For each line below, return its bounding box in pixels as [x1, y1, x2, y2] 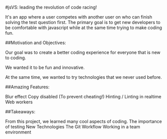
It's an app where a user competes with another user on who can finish [5, 14, 152, 20]
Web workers [5, 99, 33, 105]
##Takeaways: [5, 109, 36, 114]
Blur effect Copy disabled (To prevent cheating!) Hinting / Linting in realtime [5, 94, 161, 99]
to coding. [5, 55, 27, 61]
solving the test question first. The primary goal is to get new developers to [5, 20, 160, 25]
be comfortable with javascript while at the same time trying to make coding [5, 25, 162, 31]
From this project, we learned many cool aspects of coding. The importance [5, 118, 162, 124]
